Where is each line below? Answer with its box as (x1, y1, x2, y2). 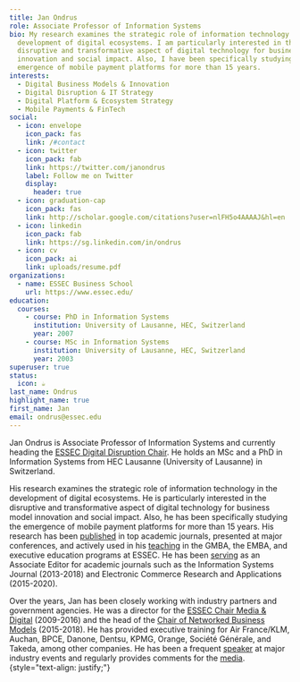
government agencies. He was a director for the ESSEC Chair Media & (9, 605, 267, 616)
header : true (32, 188, 82, 197)
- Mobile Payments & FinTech (17, 105, 126, 114)
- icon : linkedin (17, 221, 82, 230)
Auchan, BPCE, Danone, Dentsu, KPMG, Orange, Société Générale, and (9, 633, 271, 644)
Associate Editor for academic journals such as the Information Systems (9, 558, 274, 569)
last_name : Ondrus (9, 388, 78, 396)
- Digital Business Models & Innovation (17, 80, 170, 89)
